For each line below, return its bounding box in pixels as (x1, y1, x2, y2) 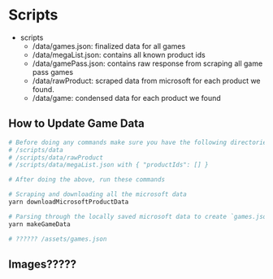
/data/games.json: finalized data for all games (32, 41, 186, 50)
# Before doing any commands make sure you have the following (8, 138, 227, 146)
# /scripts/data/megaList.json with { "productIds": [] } (8, 161, 209, 169)
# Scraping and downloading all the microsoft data (8, 190, 187, 198)
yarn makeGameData (8, 220, 71, 229)
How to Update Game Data (8, 116, 145, 131)
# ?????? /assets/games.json (8, 234, 107, 243)
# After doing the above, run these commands (8, 176, 165, 184)
